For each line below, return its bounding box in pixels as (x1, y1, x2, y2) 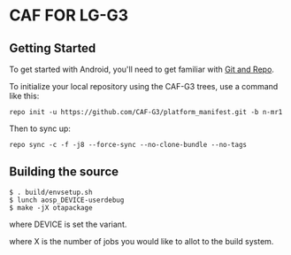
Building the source (9, 165, 119, 180)
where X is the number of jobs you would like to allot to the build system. (9, 236, 274, 246)
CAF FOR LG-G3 (9, 5, 129, 26)
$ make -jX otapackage (9, 203, 93, 212)
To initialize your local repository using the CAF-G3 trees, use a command (9, 81, 279, 91)
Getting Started (9, 41, 96, 56)
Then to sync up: (9, 123, 71, 134)
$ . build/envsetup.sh (9, 188, 93, 197)
